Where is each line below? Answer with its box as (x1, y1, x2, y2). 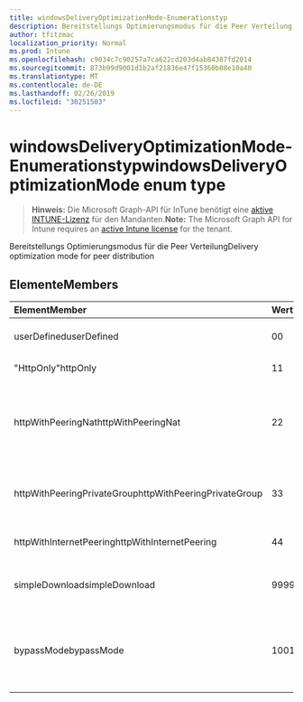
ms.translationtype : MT (9, 72, 99, 81)
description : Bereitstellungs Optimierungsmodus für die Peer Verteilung (9, 22, 293, 31)
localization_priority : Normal (9, 38, 127, 48)
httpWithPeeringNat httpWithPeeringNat (14, 417, 181, 429)
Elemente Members (9, 276, 119, 292)
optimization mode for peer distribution (9, 250, 155, 262)
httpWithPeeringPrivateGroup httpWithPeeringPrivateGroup (14, 487, 263, 500)
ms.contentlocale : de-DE (9, 80, 103, 89)
